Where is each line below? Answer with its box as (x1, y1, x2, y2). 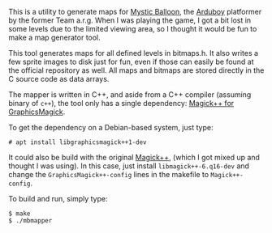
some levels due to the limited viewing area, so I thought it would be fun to (8, 24, 257, 33)
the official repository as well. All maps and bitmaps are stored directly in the (8, 66, 265, 75)
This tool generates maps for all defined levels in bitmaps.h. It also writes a (8, 49, 258, 57)
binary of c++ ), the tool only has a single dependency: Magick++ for (8, 99, 235, 108)
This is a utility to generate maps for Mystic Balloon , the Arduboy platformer (8, 7, 262, 16)
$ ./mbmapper (8, 217, 53, 225)
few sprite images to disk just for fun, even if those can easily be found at (8, 57, 254, 66)
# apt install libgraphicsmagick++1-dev (8, 138, 148, 146)
